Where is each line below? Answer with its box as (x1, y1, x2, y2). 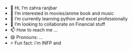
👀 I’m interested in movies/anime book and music (10, 10, 114, 16)
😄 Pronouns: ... (10, 34, 43, 40)
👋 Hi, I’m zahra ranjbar (10, 5, 57, 11)
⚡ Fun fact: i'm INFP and (10, 40, 61, 46)
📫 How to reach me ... (10, 27, 58, 33)
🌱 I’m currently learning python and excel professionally (10, 16, 128, 21)
